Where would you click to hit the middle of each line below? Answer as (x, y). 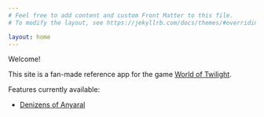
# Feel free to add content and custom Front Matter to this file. (121, 15)
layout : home (29, 37)
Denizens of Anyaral (52, 105)
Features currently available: (54, 90)
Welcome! (24, 59)
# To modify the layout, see (56, 23)
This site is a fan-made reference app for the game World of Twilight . (120, 75)
